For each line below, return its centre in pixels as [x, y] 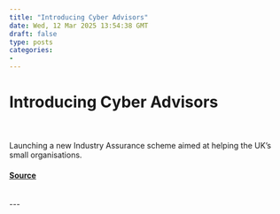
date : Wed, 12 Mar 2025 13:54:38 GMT [79, 26]
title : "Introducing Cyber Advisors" [79, 17]
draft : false [33, 34]
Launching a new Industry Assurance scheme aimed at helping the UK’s [140, 145]
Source [23, 175]
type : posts [31, 42]
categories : [31, 50]
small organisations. [46, 155]
